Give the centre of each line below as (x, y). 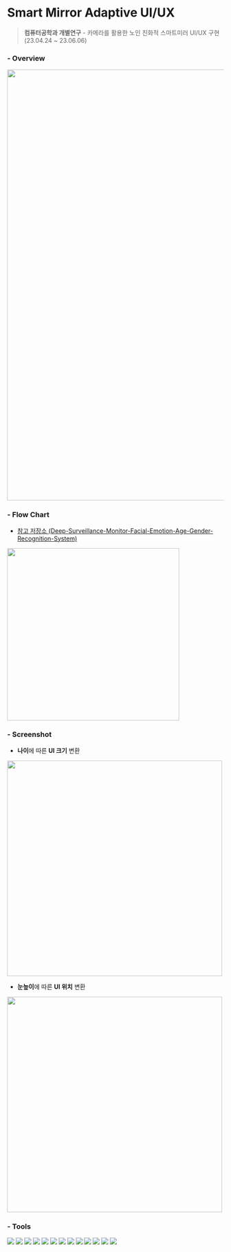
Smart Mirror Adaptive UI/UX (91, 13)
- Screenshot (30, 734)
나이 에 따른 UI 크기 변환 (48, 750)
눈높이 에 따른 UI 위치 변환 (51, 987)
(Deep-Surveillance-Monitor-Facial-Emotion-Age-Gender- (131, 531)
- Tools (19, 1226)
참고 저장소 (32, 531)
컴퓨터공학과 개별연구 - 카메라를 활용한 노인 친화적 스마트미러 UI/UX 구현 (122, 32)
